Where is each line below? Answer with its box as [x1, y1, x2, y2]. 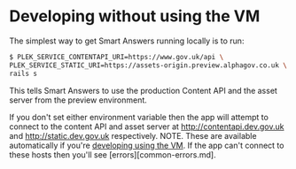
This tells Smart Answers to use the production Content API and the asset [9, 85, 277, 96]
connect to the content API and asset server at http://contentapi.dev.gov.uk [9, 121, 284, 132]
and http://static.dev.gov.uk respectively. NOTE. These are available [9, 130, 257, 141]
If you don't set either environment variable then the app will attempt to [9, 111, 269, 122]
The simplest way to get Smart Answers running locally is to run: [9, 35, 245, 46]
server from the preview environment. [9, 95, 148, 105]
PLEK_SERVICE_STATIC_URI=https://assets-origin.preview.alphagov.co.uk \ [9, 60, 288, 70]
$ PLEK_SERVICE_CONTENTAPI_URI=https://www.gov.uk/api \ [9, 52, 224, 61]
